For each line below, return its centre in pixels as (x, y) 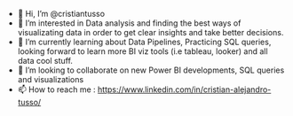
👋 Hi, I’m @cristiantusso (61, 14)
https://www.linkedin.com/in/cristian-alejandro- (184, 89)
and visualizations (51, 79)
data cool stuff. (45, 61)
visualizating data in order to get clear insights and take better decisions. (150, 32)
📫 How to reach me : (56, 89)
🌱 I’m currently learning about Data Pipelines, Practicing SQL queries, (144, 42)
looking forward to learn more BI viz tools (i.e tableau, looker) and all (143, 51)
